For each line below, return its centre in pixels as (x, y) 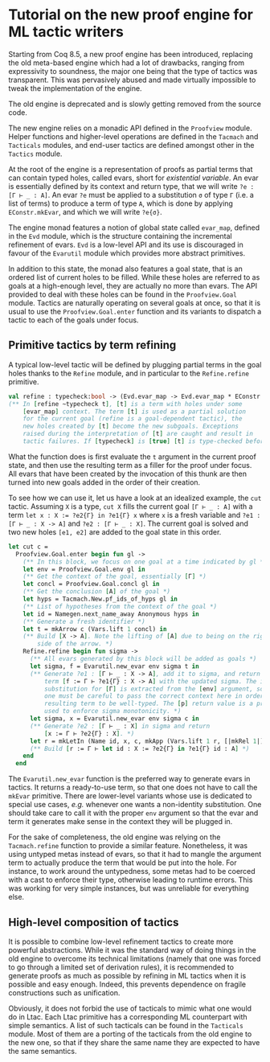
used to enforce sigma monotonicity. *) (112, 711)
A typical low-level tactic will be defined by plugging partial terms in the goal (135, 364)
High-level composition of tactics (94, 922)
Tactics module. (35, 154)
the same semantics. (43, 1051)
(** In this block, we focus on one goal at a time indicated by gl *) (145, 562)
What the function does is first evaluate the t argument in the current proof (133, 457)
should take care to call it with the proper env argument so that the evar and (133, 813)
